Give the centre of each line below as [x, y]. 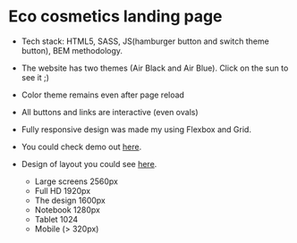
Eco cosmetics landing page [115, 17]
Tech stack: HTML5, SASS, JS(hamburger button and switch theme [145, 41]
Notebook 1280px [67, 209]
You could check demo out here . [81, 147]
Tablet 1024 [56, 219]
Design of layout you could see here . [89, 163]
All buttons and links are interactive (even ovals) [110, 112]
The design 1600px [70, 200]
